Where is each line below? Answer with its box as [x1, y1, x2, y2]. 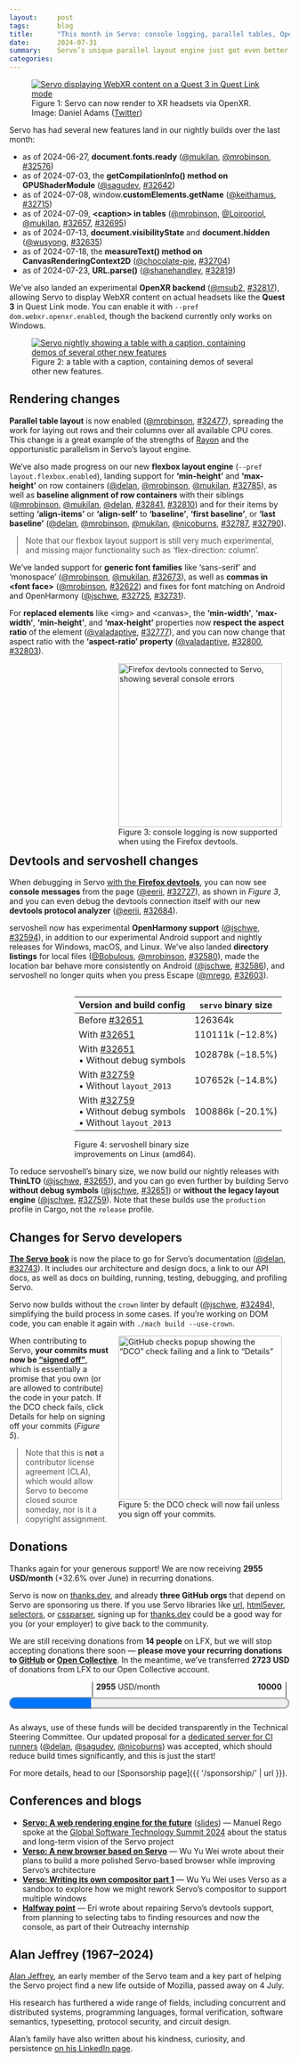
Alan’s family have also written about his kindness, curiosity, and [9, 2033, 246, 2044]
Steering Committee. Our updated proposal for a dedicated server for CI [9, 1731, 273, 1742]
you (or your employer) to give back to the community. [9, 1618, 209, 1629]
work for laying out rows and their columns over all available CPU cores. [9, 424, 273, 435]
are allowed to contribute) [9, 1383, 104, 1393]
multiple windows [21, 1893, 87, 1903]
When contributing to [9, 1335, 87, 1346]
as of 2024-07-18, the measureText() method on [21, 246, 203, 257]
